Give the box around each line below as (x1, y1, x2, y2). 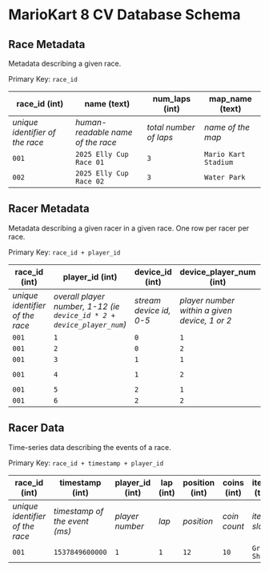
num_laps (152, 94, 191, 104)
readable (74, 127, 110, 138)
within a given (179, 304, 232, 316)
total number (147, 122, 195, 133)
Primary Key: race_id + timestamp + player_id (8, 458, 164, 468)
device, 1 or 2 (179, 315, 232, 326)
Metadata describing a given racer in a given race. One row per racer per (8, 223, 250, 233)
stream (134, 295, 162, 306)
